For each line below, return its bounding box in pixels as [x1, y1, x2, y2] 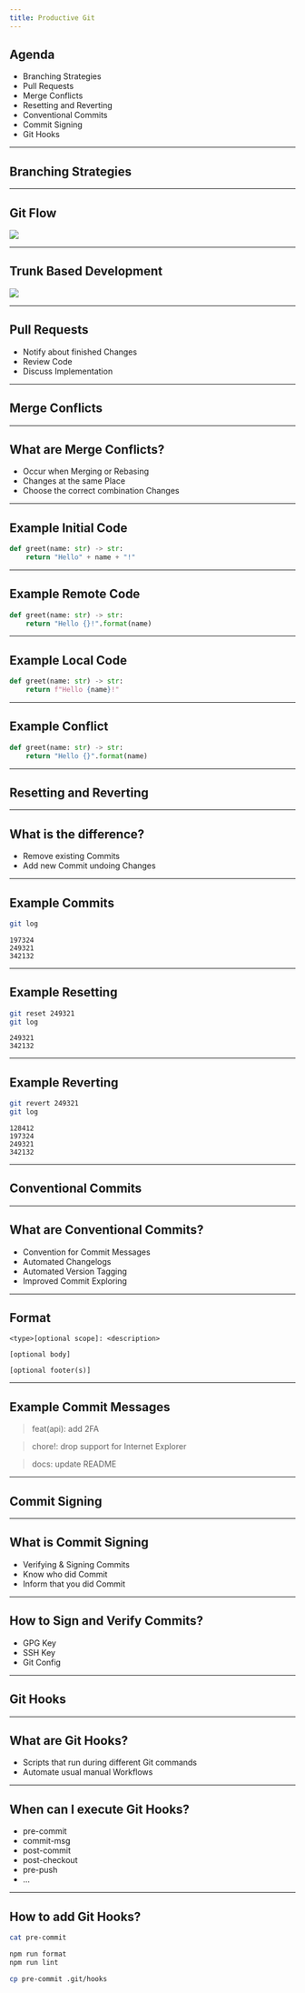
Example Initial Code [9, 520, 128, 536]
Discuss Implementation [22, 366, 113, 376]
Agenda [9, 47, 55, 63]
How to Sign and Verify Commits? [9, 1613, 204, 1628]
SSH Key [22, 1647, 56, 1657]
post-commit [22, 1845, 71, 1856]
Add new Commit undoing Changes [22, 860, 156, 871]
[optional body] [9, 1350, 71, 1359]
